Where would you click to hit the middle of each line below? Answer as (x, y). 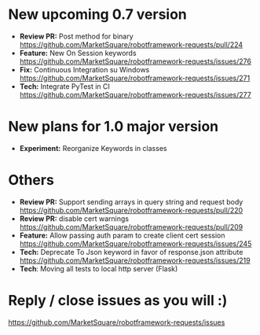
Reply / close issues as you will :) (118, 300)
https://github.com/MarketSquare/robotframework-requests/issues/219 (135, 260)
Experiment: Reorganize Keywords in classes (93, 148)
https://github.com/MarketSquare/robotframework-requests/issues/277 (135, 94)
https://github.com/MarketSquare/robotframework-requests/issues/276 (135, 61)
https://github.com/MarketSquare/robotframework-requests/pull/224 (131, 44)
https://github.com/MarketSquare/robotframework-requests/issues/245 (135, 243)
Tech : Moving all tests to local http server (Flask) (99, 268)
